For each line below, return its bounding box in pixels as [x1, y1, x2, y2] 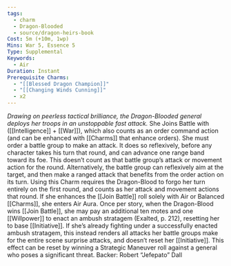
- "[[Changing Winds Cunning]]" [13, 87, 107, 93]
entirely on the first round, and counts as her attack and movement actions [7, 185, 219, 193]
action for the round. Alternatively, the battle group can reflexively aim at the [7, 163, 224, 171]
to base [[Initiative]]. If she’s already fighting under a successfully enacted [7, 221, 218, 230]
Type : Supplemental [7, 49, 63, 56]
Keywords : [7, 55, 36, 62]
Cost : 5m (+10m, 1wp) [7, 36, 70, 43]
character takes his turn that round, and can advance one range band [7, 148, 205, 157]
